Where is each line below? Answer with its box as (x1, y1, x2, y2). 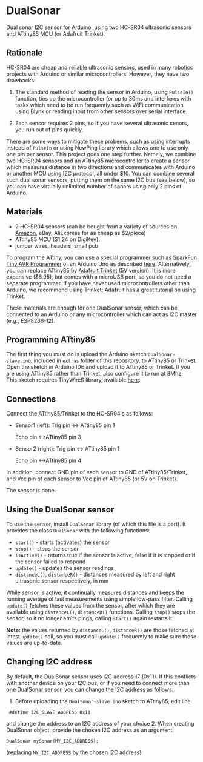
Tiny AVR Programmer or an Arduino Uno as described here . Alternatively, (6, 260, 191, 267)
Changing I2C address (6, 657, 93, 667)
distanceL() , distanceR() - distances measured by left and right (15, 571, 175, 578)
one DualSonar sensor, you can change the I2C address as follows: (6, 686, 174, 693)
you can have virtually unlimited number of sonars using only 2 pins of (6, 182, 182, 190)
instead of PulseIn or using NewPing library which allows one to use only (6, 144, 189, 151)
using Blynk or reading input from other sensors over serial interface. (15, 107, 188, 115)
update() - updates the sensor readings (15, 565, 114, 571)
